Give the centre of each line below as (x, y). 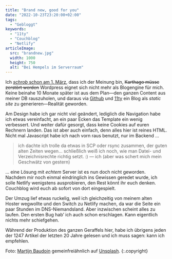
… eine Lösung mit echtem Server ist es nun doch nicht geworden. (75, 172)
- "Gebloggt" (24, 24)
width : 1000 (23, 58)
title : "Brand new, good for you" (42, 10)
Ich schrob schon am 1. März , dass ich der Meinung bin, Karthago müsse (82, 82)
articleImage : (21, 48)
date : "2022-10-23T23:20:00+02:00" (43, 15)
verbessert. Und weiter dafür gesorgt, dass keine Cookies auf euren (77, 125)
